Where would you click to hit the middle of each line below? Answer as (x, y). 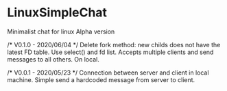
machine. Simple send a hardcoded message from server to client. (101, 79)
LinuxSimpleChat (57, 13)
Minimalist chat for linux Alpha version (61, 31)
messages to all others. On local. (53, 59)
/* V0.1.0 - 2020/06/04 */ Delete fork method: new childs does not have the (114, 44)
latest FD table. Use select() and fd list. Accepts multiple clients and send (110, 52)
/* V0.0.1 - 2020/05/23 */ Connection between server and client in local (108, 73)
